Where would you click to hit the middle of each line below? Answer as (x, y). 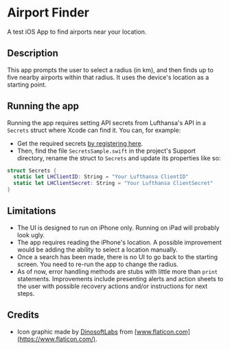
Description (33, 53)
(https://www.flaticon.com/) (56, 339)
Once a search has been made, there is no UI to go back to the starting (117, 256)
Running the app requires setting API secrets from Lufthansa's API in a (106, 122)
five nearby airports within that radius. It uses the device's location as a (108, 77)
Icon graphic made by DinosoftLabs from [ (77, 331)
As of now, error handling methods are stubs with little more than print (117, 271)
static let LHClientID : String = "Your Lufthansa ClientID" (101, 177)
